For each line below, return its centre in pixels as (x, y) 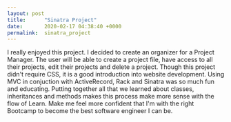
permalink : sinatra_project (49, 33)
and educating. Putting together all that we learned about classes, (101, 89)
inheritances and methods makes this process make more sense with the (111, 96)
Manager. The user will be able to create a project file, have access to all (110, 60)
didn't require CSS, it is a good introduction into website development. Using (116, 74)
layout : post (26, 13)
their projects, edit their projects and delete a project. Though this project (111, 67)
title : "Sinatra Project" (52, 20)
